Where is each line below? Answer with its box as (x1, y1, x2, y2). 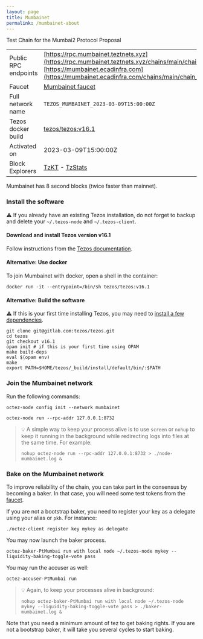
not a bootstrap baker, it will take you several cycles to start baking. (6, 626, 174, 633)
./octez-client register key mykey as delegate (6, 526, 129, 532)
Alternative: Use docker (6, 259, 68, 266)
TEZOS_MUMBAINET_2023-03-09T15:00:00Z (43, 101, 155, 107)
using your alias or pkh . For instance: (6, 514, 97, 521)
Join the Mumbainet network (6, 379, 93, 387)
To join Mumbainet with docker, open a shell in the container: (6, 272, 158, 279)
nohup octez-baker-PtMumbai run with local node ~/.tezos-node (21, 598, 184, 604)
